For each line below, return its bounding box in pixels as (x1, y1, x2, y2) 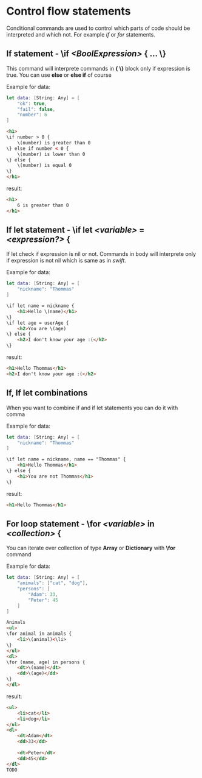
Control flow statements (6, 4, 132, 18)
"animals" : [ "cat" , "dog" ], (17, 580, 88, 586)
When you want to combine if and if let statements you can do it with (6, 404, 178, 411)
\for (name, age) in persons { (6, 659, 86, 665)
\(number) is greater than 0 (17, 140, 91, 146)
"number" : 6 (17, 111, 47, 118)
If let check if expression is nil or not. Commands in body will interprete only (6, 250, 196, 258)
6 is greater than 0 (17, 202, 69, 208)
